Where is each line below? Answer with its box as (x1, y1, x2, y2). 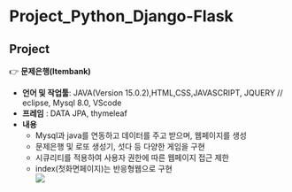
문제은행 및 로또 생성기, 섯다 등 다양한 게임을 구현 (35, 142, 205, 151)
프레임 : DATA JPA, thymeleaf (21, 108, 128, 119)
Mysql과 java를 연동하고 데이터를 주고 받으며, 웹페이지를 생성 (35, 130, 248, 141)
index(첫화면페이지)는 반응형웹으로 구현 (35, 164, 173, 173)
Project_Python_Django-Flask (9, 6, 234, 27)
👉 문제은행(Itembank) (9, 66, 91, 76)
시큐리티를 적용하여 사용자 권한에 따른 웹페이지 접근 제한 (35, 152, 230, 163)
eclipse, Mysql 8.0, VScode (21, 97, 122, 108)
